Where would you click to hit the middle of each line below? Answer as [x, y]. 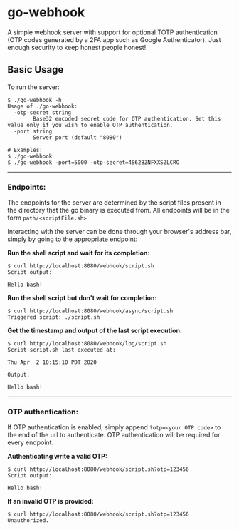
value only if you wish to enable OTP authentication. [90, 125]
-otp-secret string [43, 112]
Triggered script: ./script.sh [54, 317]
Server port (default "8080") [78, 137]
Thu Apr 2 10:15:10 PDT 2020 [52, 362]
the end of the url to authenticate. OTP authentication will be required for [114, 435]
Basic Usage [36, 70]
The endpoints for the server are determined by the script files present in [115, 203]
